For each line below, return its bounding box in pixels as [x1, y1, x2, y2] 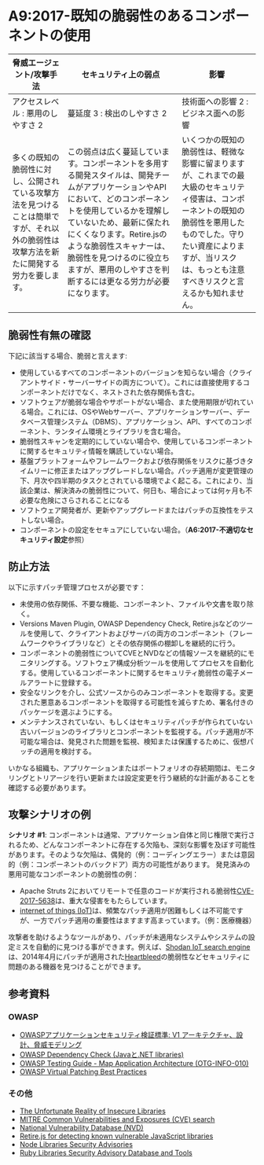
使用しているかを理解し [82, 205, 170, 216]
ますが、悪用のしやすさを [67, 264, 163, 275]
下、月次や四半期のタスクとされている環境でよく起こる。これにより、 [19, 476, 247, 485]
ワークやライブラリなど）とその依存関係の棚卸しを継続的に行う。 [26, 638, 240, 648]
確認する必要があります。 [8, 783, 90, 792]
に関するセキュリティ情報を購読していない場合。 [19, 446, 178, 456]
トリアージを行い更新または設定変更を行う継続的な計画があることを [35, 773, 255, 782]
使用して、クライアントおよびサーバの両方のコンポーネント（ [33, 628, 233, 638]
